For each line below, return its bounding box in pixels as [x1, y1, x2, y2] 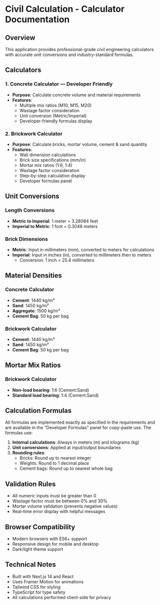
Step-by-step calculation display [19, 173, 86, 178]
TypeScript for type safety [12, 589, 66, 595]
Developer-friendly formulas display [19, 118, 92, 124]
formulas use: [5, 430, 33, 436]
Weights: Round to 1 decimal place [19, 461, 89, 466]
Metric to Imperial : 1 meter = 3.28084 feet [12, 218, 98, 224]
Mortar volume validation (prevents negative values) [12, 503, 118, 509]
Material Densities [5, 271, 62, 280]
